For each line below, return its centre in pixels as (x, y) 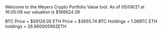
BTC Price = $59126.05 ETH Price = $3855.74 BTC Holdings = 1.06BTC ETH (81, 21)
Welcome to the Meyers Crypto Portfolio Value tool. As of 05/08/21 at (75, 7)
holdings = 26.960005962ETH (36, 26)
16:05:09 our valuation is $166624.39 (42, 12)
